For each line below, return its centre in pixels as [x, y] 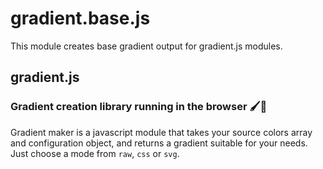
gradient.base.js [80, 18]
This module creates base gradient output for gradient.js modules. [146, 46]
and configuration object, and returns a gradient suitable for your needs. [159, 143]
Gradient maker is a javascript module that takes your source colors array [161, 132]
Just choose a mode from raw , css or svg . [95, 153]
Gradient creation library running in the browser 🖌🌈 [139, 107]
